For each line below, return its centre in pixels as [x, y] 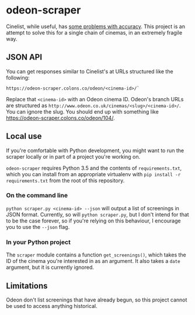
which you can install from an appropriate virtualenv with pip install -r [93, 174]
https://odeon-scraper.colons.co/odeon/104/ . [60, 118]
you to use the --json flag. [38, 227]
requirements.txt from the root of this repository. [65, 180]
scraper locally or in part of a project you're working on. [73, 156]
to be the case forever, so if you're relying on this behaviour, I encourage [93, 221]
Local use [24, 136]
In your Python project [39, 242]
